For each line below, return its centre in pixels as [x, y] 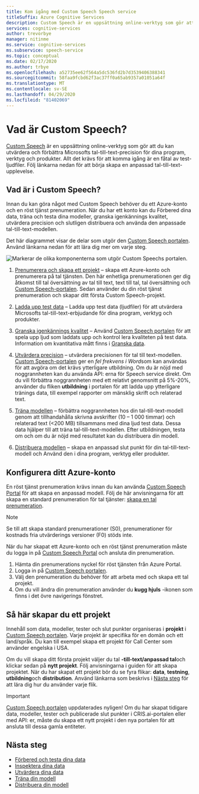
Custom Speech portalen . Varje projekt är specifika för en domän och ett [95, 635]
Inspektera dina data [40, 765]
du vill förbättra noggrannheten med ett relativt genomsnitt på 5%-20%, [102, 380]
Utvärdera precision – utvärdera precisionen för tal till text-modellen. [98, 355]
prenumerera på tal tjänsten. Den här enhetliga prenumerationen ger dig [102, 276]
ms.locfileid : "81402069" [38, 100]
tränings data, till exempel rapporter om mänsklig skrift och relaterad [98, 393]
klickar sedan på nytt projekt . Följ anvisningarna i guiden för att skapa [92, 665]
